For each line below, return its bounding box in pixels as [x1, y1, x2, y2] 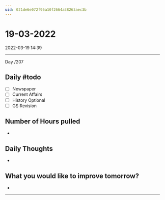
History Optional [12, 97, 46, 103]
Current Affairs [12, 91, 43, 97]
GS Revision [12, 103, 37, 109]
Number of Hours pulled [5, 117, 81, 126]
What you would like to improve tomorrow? [5, 171, 139, 180]
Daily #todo [5, 73, 41, 81]
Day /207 [5, 58, 24, 64]
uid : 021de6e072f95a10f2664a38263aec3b [5, 7, 87, 12]
